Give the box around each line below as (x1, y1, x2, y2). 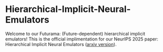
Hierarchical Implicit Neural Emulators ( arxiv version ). (5, 41, 117, 47)
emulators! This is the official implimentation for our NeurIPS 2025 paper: (5, 36, 158, 42)
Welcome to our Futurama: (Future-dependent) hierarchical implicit (5, 30, 146, 36)
